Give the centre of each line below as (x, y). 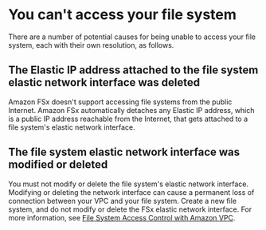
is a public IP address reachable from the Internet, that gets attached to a (128, 119)
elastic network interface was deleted (104, 82)
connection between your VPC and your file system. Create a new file (123, 201)
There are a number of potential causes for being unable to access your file (132, 37)
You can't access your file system (123, 15)
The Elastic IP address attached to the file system (133, 70)
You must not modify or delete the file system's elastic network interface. (129, 184)
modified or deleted (58, 165)
